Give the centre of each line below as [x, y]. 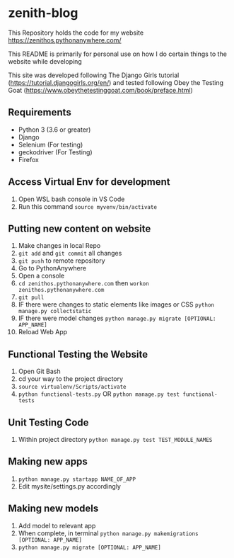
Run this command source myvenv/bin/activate [88, 206]
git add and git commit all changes [70, 254]
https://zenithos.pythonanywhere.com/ [65, 40]
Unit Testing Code [48, 422]
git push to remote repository [62, 261]
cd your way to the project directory [70, 379]
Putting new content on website [80, 228]
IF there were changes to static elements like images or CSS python [116, 304]
